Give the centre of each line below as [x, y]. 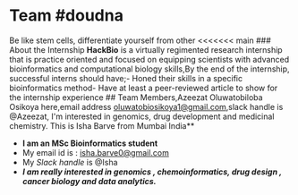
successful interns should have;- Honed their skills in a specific [126, 78]
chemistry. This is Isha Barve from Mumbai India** [102, 125]
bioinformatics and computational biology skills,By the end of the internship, [149, 69]
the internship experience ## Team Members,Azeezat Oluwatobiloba [136, 97]
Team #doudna [66, 16]
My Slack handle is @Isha [70, 162]
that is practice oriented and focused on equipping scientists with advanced [149, 59]
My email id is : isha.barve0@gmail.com [96, 152]
